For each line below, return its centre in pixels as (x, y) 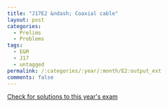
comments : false (30, 77)
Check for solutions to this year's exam (63, 97)
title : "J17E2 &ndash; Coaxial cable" (63, 13)
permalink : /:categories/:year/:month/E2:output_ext (84, 71)
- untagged (29, 64)
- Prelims (27, 33)
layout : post (26, 20)
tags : (15, 45)
